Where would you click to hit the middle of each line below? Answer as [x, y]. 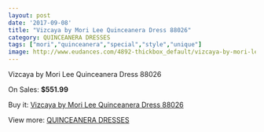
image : [19, 52]
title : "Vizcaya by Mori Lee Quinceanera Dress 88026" [100, 30]
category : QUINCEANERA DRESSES [59, 37]
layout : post [29, 15]
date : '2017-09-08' [40, 23]
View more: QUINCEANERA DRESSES [69, 120]
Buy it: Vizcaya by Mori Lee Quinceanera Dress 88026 [96, 104]
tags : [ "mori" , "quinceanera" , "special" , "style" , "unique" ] [105, 45]
